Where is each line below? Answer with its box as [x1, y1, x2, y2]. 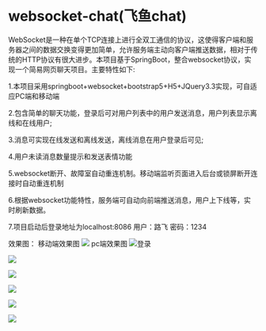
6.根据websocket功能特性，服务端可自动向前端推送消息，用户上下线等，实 [8, 195, 252, 204]
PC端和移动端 [14, 91, 60, 101]
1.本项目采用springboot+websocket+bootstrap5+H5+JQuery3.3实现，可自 [8, 81, 251, 91]
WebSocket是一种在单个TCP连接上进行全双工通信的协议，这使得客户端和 [8, 35, 247, 44]
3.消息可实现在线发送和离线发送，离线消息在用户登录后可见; [8, 135, 204, 144]
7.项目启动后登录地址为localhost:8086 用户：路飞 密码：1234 [8, 222, 207, 231]
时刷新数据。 [8, 205, 50, 215]
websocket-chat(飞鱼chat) [8, 7, 188, 25]
